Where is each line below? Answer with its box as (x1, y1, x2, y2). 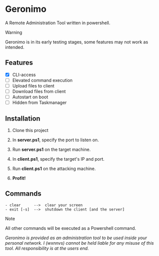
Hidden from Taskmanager (12, 100, 67, 106)
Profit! (12, 175, 26, 181)
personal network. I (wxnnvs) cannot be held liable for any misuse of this (5, 240, 154, 246)
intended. (5, 44, 25, 50)
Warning (5, 29, 22, 35)
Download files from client (12, 88, 66, 94)
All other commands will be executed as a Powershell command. (5, 225, 136, 231)
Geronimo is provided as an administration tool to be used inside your (5, 235, 147, 241)
